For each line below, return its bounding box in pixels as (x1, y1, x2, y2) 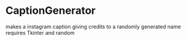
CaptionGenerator (5, 4, 96, 17)
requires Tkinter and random (5, 29, 75, 36)
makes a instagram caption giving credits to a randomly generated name (5, 23, 181, 30)
